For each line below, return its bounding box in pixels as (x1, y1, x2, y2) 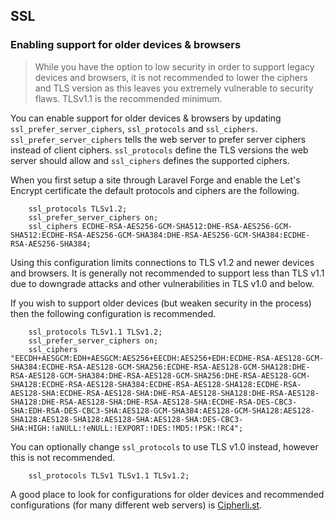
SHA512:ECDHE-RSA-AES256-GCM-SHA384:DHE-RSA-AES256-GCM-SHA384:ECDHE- (10, 230, 311, 240)
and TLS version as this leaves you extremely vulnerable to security (34, 82, 314, 94)
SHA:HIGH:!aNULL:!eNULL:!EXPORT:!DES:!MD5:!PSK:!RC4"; (10, 423, 244, 433)
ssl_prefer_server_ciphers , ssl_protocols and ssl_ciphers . (10, 122, 258, 134)
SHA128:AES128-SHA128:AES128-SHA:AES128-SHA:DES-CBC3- (10, 414, 244, 424)
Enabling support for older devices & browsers (10, 38, 242, 52)
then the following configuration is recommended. (10, 307, 217, 319)
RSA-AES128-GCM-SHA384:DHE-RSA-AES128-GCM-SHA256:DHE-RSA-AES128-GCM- (10, 370, 311, 381)
